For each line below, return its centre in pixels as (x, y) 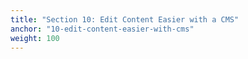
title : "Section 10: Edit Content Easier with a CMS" (125, 19)
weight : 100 (35, 38)
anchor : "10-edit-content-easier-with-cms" (102, 29)
